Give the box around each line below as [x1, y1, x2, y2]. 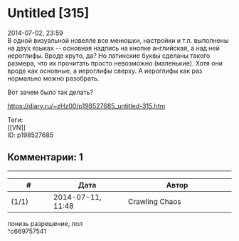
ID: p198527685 [7, 130, 54, 139]
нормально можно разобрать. [7, 73, 100, 83]
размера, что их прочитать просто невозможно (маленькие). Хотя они [7, 58, 223, 67]
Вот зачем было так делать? [7, 88, 94, 96]
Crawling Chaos [127, 196, 181, 206]
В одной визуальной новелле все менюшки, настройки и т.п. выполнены [7, 36, 229, 44]
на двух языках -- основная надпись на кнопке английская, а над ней [7, 43, 221, 52]
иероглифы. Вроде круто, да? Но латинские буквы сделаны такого [7, 51, 211, 60]
